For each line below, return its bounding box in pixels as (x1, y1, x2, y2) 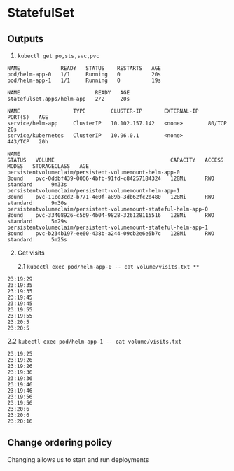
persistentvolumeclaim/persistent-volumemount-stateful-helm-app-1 (7, 224, 209, 231)
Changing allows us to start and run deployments (7, 455, 149, 463)
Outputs (7, 33, 44, 45)
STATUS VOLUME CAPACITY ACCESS (7, 157, 224, 164)
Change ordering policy (7, 437, 113, 449)
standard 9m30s (7, 199, 68, 206)
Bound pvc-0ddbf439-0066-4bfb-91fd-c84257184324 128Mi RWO (7, 175, 215, 182)
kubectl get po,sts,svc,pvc (17, 52, 99, 59)
